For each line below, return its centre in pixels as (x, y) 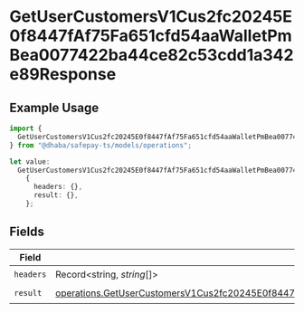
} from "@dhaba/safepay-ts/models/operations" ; (101, 145)
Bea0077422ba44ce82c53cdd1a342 (152, 55)
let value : (30, 161)
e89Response (63, 75)
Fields (27, 232)
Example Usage (54, 107)
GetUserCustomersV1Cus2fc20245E (151, 17)
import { (26, 128)
